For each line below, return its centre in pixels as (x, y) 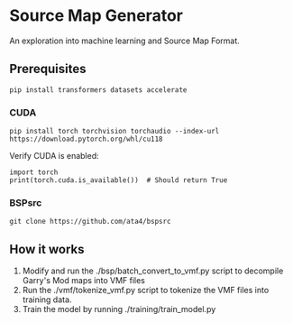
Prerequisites (48, 69)
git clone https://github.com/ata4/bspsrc (90, 222)
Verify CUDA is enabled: (54, 156)
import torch (34, 172)
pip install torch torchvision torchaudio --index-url (114, 132)
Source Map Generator (96, 16)
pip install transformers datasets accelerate (98, 90)
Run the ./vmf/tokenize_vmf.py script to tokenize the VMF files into (146, 291)
